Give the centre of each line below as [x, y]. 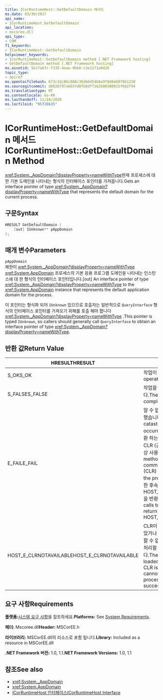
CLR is [151, 567]
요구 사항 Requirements [39, 604]
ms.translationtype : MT [29, 91]
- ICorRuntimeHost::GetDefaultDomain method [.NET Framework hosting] [78, 59]
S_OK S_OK [20, 375]
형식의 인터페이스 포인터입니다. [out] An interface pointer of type [86, 279]
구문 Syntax [22, 213]
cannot [151, 574]
